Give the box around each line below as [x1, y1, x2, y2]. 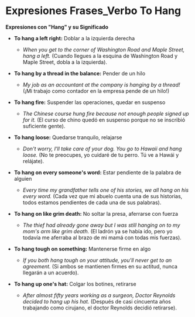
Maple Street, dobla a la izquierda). [22, 58, 108, 66]
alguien [13, 175, 32, 182]
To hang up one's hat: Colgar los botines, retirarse [13, 280, 136, 287]
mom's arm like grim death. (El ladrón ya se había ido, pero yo [22, 228, 173, 235]
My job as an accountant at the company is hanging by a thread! [22, 81, 180, 88]
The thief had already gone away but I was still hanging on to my [22, 221, 180, 229]
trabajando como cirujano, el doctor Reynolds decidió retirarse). [22, 304, 177, 311]
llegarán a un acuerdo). [22, 269, 79, 276]
